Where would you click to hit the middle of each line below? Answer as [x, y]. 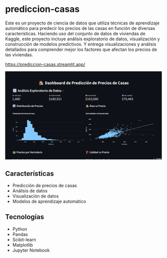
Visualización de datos [36, 196]
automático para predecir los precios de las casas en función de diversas [80, 28]
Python [20, 229]
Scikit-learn [24, 240]
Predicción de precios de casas [44, 186]
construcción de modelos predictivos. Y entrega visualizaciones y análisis [81, 44]
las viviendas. [19, 55]
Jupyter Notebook [31, 250]
